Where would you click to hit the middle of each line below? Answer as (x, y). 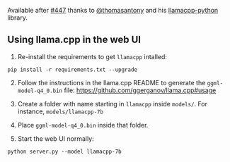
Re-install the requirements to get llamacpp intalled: (92, 56)
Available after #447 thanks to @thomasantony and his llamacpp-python (113, 10)
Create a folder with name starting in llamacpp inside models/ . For (112, 104)
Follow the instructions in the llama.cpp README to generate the (111, 82)
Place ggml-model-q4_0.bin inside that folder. (83, 125)
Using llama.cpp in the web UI (74, 40)
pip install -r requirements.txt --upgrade (73, 70)
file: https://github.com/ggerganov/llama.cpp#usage (140, 90)
